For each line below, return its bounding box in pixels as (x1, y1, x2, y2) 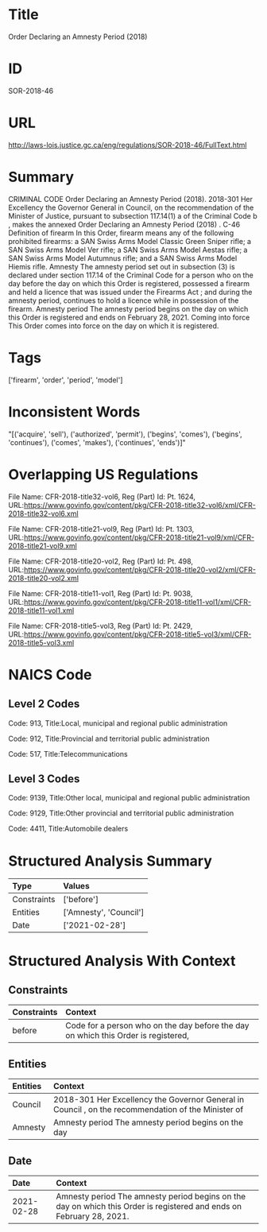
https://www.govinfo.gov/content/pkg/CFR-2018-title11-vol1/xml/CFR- (23, 597, 252, 606)
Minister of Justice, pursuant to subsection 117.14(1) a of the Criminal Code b (8, 211, 257, 220)
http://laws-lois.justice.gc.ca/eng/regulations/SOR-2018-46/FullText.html (8, 140, 247, 149)
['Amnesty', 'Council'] (63, 907, 145, 918)
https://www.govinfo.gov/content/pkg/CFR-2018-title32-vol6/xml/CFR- (23, 500, 257, 509)
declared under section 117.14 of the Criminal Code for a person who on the (8, 270, 254, 280)
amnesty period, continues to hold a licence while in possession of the (8, 296, 239, 305)
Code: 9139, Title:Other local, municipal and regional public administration (8, 793, 250, 803)
